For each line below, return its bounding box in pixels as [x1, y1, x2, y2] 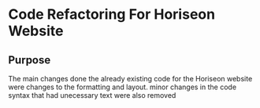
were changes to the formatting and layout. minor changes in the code [8, 82, 237, 92]
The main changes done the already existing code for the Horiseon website [8, 74, 253, 83]
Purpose [8, 53, 51, 67]
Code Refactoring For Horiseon [8, 5, 215, 23]
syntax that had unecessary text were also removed [8, 91, 176, 99]
